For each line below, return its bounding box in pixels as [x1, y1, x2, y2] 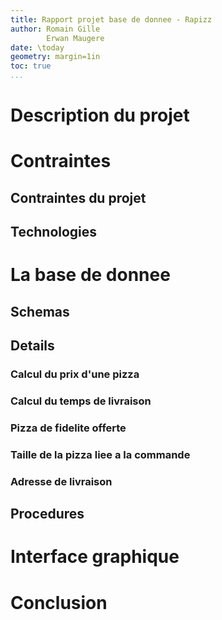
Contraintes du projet [10, 189, 147, 206]
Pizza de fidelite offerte [10, 421, 127, 435]
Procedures [10, 506, 85, 523]
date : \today [10, 42, 65, 53]
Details [10, 337, 55, 355]
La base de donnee [10, 264, 171, 286]
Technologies [10, 224, 98, 241]
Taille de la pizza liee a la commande [10, 447, 191, 461]
